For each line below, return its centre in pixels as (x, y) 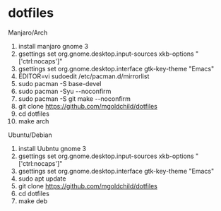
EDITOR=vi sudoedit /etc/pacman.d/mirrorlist (84, 76)
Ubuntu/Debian (30, 135)
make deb (33, 201)
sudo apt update (42, 179)
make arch (34, 121)
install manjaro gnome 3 (53, 46)
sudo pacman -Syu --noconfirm (65, 91)
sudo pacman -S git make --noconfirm (74, 98)
